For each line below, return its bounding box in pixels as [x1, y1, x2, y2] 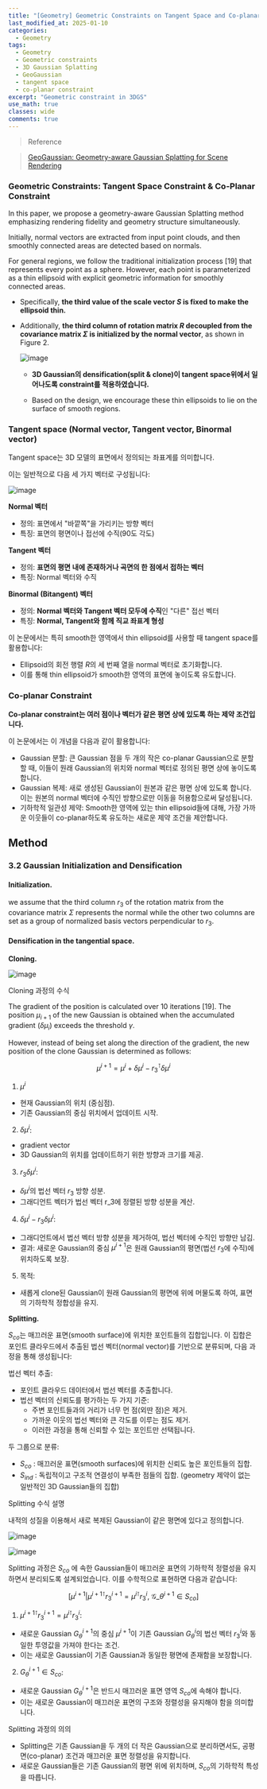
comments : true [8, 115, 59, 123]
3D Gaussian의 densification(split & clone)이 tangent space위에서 [31, 370, 250, 379]
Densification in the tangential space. [8, 936, 135, 946]
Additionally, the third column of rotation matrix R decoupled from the [19, 321, 253, 331]
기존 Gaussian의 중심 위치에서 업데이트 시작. [19, 1108, 159, 1117]
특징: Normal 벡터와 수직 [19, 572, 97, 582]
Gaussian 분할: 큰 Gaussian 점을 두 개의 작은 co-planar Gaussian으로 [19, 753, 240, 763]
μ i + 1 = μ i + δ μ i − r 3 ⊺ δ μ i [96, 1061, 171, 1074]
